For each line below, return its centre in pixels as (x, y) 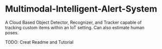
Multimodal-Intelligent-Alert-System (81, 9)
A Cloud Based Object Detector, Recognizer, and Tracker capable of (73, 22)
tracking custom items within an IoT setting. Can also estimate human (75, 27)
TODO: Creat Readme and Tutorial (39, 42)
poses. (12, 33)
